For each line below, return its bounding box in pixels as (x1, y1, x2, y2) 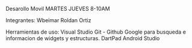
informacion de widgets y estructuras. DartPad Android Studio (5, 35, 160, 41)
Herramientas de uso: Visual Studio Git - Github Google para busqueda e (5, 28, 186, 35)
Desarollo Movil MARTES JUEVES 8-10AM (5, 5, 110, 12)
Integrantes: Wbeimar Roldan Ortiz (5, 17, 91, 23)
